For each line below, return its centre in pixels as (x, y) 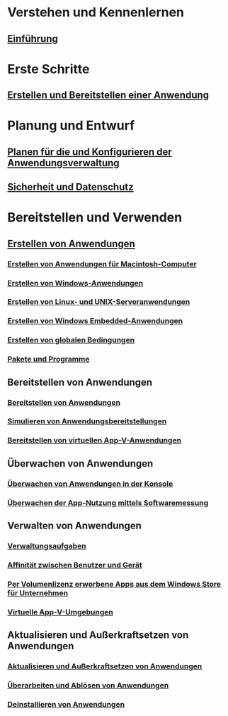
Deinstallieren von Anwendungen (66, 704)
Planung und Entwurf (71, 126)
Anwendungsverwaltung (63, 163)
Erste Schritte (49, 69)
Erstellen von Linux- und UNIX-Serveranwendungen (99, 302)
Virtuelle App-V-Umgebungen (60, 612)
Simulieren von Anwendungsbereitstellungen (87, 421)
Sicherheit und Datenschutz (70, 187)
